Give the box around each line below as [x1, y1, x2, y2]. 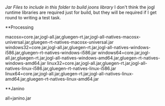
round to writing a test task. [5, 15, 61, 20]
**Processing [5, 24, 34, 30]
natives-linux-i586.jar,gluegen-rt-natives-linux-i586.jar [5, 65, 117, 71]
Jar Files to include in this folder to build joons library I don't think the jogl [5, 4, 155, 10]
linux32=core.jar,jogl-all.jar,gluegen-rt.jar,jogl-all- [46, 60, 147, 66]
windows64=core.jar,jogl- [98, 50, 151, 55]
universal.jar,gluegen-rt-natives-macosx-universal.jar [5, 39, 114, 45]
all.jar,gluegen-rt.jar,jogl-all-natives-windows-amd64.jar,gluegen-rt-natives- [5, 55, 161, 61]
